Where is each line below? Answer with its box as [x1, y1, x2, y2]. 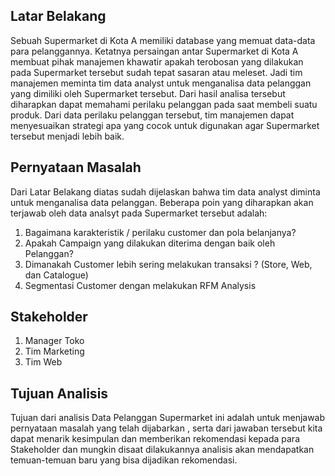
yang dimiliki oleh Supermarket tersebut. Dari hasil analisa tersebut [10, 87, 286, 99]
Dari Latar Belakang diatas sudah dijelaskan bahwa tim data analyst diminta [10, 185, 321, 198]
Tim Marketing [24, 345, 85, 358]
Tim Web [24, 356, 63, 368]
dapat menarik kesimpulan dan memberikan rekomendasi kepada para [10, 433, 300, 445]
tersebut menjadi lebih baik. [10, 130, 125, 142]
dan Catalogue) [24, 269, 89, 281]
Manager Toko [24, 335, 85, 347]
